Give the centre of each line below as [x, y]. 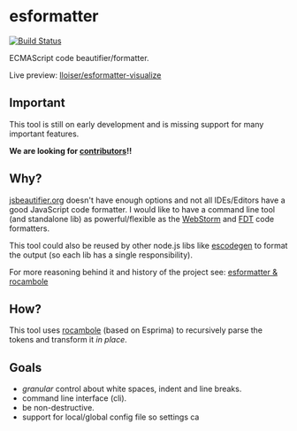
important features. [44, 134]
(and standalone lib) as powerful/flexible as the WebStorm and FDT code [142, 219]
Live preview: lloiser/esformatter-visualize [85, 75]
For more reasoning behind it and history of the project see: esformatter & [144, 272]
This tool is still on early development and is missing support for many [137, 124]
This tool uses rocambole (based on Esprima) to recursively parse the [136, 330]
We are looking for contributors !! [71, 150]
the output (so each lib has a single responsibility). [101, 255]
